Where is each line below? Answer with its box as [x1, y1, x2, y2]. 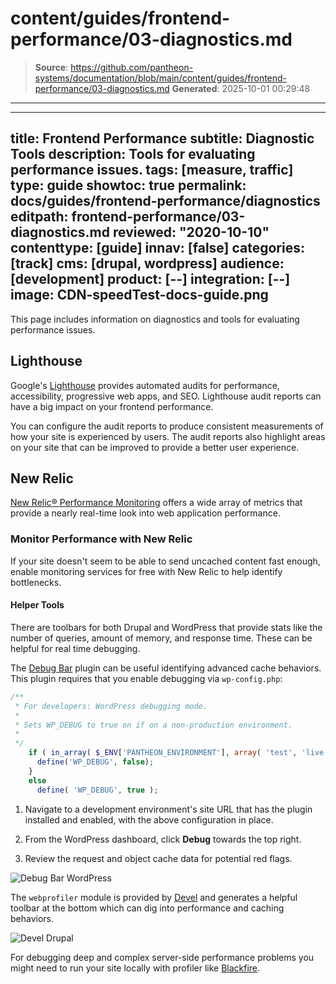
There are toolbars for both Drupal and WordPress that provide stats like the [10, 621, 323, 633]
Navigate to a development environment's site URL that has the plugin [24, 803, 313, 815]
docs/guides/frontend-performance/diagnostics [10, 193, 321, 210]
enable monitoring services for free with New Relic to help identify [10, 565, 283, 577]
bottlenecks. [10, 576, 62, 588]
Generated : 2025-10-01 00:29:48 [171, 82, 311, 94]
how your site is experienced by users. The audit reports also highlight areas [10, 430, 326, 442]
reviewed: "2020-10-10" [112, 224, 270, 241]
